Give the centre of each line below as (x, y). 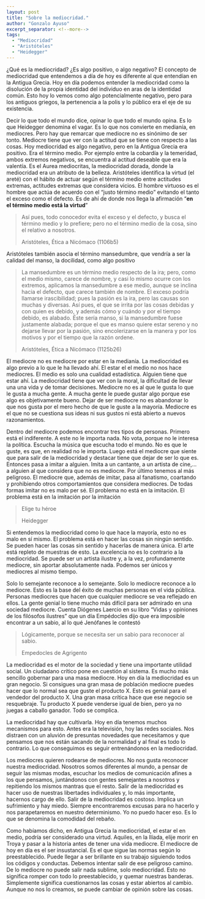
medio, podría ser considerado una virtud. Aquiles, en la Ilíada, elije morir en (102, 837)
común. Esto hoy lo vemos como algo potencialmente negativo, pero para (99, 95)
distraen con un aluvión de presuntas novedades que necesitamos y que (98, 735)
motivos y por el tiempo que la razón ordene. (78, 337)
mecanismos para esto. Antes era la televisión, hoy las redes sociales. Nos (100, 729)
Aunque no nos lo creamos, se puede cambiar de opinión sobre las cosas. (100, 889)
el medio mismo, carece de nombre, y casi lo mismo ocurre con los (106, 278)
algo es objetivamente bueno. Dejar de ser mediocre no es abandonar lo (97, 400)
